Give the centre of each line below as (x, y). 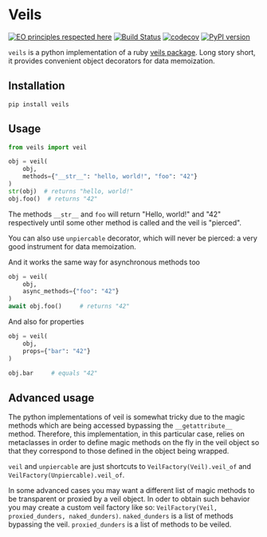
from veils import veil (48, 147)
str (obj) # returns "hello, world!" (71, 191)
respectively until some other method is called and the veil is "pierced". (125, 222)
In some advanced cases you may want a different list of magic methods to (132, 491)
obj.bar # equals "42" (53, 373)
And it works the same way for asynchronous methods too (104, 262)
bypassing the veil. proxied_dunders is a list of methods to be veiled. (120, 524)
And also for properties (46, 322)
